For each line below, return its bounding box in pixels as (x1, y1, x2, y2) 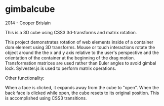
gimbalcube (5, 3, 55, 15)
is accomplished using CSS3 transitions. (5, 95, 87, 101)
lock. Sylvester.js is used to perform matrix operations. (5, 65, 117, 71)
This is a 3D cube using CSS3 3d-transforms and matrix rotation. (5, 29, 137, 35)
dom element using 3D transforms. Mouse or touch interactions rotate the (5, 44, 155, 50)
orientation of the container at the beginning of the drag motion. (5, 54, 135, 60)
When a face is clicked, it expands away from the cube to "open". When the (5, 84, 159, 90)
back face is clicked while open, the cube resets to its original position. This (5, 90, 160, 96)
